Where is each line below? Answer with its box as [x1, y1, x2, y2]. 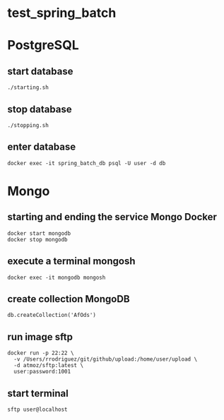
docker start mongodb [7, 229, 71, 237]
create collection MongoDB [7, 293, 130, 305]
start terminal [7, 387, 69, 400]
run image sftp [7, 330, 73, 343]
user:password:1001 [13, 368, 71, 376]
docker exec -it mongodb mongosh [7, 274, 106, 281]
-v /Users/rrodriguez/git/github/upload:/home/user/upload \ [13, 356, 198, 363]
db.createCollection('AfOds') [7, 312, 97, 319]
